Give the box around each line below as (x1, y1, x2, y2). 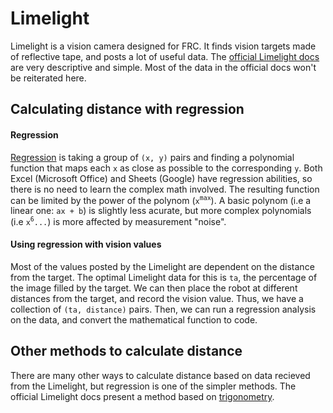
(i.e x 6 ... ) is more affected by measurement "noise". (10, 215, 227, 227)
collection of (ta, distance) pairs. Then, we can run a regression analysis (10, 303, 317, 316)
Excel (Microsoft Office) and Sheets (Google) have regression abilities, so (10, 172, 313, 184)
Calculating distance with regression (10, 101, 245, 118)
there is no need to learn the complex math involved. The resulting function (10, 183, 320, 195)
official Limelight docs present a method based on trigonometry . (10, 390, 275, 402)
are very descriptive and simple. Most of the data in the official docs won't (10, 61, 317, 73)
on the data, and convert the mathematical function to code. (10, 314, 258, 326)
